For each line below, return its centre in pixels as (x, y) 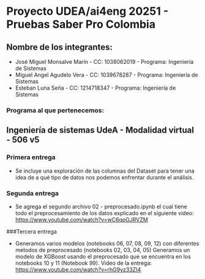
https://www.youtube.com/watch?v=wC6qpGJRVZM (81, 219)
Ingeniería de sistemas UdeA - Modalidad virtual (100, 130)
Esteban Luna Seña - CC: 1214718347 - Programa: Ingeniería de (95, 88)
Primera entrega (31, 157)
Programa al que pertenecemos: (55, 110)
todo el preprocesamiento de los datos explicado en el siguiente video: (104, 213)
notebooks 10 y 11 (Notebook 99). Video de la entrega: (83, 263)
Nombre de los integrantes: (60, 47)
